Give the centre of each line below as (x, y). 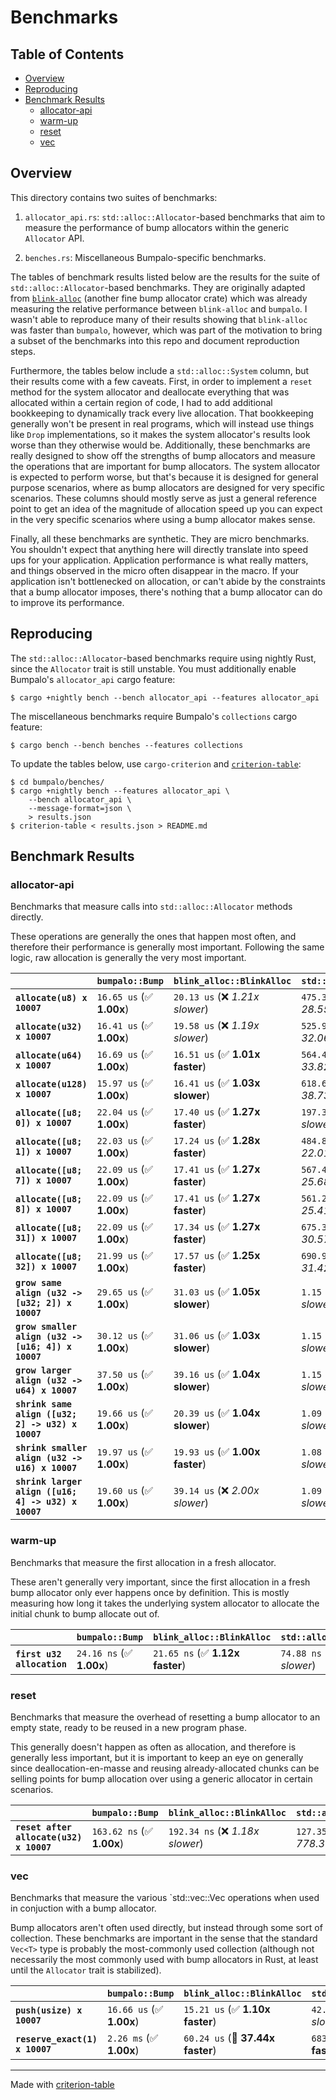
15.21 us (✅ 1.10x (227, 2009)
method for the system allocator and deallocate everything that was (150, 392)
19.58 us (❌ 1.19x (216, 1026)
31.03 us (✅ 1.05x (217, 1292)
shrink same (44, 1404)
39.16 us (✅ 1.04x (217, 1374)
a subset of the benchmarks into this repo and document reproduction (155, 340)
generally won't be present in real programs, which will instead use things (162, 423)
